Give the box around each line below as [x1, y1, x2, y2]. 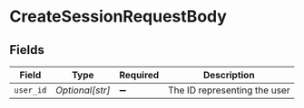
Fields [9, 42, 45, 58]
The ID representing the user [167, 84, 290, 96]
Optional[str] [55, 84, 111, 96]
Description [202, 69, 256, 81]
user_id [14, 85, 47, 95]
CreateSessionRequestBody [9, 6, 227, 27]
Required [119, 69, 160, 81]
